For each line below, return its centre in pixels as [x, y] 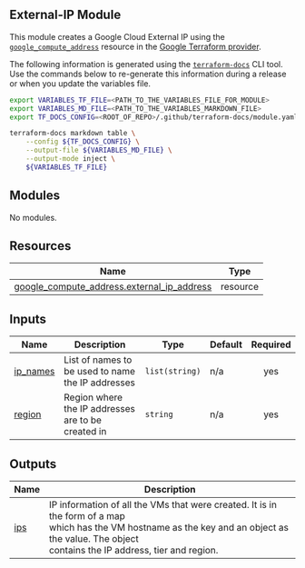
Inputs [28, 319]
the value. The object [93, 539]
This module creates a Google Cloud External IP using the [117, 36]
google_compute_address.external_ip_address [113, 287]
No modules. [33, 217]
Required [271, 344]
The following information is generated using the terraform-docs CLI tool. [146, 64]
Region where [93, 397]
